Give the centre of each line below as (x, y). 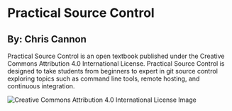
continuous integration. (41, 86)
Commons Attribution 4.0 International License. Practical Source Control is (116, 64)
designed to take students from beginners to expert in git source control (113, 71)
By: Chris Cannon (47, 39)
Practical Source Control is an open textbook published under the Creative (116, 56)
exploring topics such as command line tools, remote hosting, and (104, 78)
